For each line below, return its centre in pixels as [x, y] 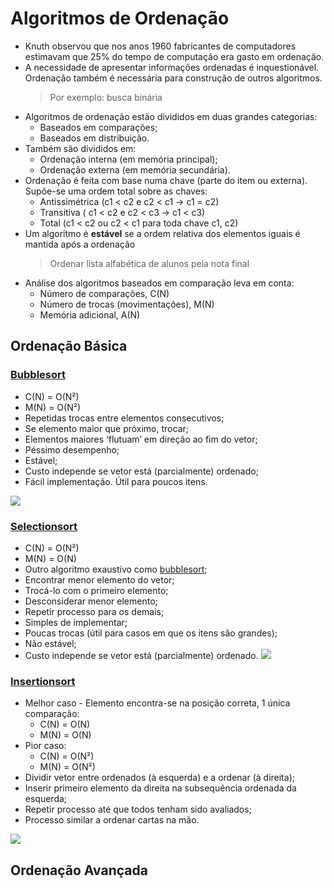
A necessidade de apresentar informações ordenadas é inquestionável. [172, 67]
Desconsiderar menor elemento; [91, 601]
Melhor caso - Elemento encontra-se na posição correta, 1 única [157, 703]
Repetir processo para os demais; [94, 611]
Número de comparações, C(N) [104, 293]
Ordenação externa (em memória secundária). [135, 169]
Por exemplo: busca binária [106, 97]
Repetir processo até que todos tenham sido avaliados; [138, 809]
